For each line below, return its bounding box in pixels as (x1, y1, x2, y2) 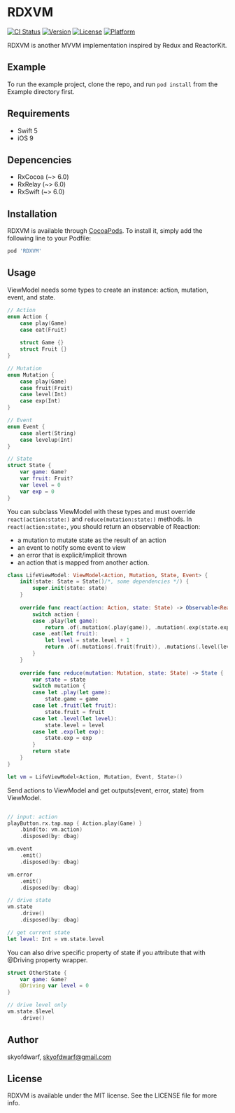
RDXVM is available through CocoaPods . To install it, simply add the (7, 227, 203, 235)
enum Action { (7, 313, 49, 320)
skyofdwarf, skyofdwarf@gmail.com (7, 1053, 112, 1061)
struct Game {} (20, 339, 64, 346)
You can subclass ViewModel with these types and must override (7, 507, 196, 515)
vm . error (7, 871, 33, 878)
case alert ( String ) (20, 429, 77, 437)
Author (7, 1034, 38, 1046)
